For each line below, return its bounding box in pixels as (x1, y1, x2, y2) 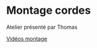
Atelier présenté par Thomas (6, 23, 78, 31)
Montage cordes (6, 4, 91, 17)
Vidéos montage (6, 35, 47, 42)
